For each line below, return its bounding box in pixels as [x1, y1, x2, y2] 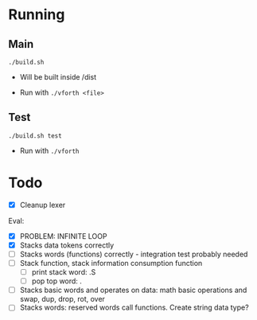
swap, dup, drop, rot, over [19, 295, 106, 304]
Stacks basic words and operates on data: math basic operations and [19, 285, 247, 295]
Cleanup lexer [19, 200, 66, 209]
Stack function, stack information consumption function [19, 259, 203, 267]
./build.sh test [8, 131, 62, 140]
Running [8, 6, 65, 24]
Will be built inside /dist [19, 72, 97, 81]
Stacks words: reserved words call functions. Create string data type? [19, 302, 249, 312]
